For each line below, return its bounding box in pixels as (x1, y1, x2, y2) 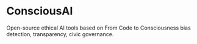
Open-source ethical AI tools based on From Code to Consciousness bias (6, 24, 191, 31)
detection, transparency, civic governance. (6, 30, 114, 37)
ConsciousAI (6, 4, 73, 18)
